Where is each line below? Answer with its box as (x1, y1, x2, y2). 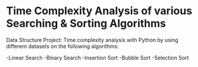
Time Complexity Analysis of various (6, 4, 193, 18)
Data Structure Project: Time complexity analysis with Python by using (6, 36, 178, 43)
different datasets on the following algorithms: (6, 43, 119, 50)
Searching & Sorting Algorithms (6, 17, 166, 30)
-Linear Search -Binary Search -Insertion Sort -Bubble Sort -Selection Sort (6, 54, 189, 61)
